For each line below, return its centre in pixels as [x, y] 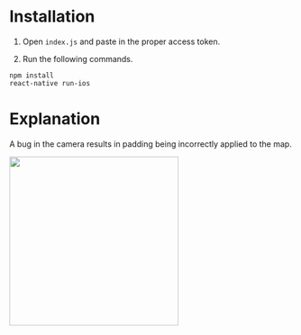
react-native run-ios [50, 83]
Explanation [55, 119]
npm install [32, 75]
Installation [52, 17]
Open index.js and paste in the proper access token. [121, 41]
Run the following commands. [78, 59]
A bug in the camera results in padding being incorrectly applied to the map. [151, 144]
